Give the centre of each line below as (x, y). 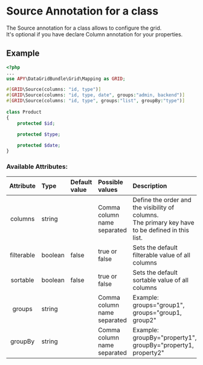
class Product (24, 112)
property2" (148, 353)
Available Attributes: (37, 166)
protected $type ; (39, 134)
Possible (111, 182)
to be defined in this (161, 230)
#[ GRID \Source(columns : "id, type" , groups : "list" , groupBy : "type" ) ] (96, 101)
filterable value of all (161, 255)
